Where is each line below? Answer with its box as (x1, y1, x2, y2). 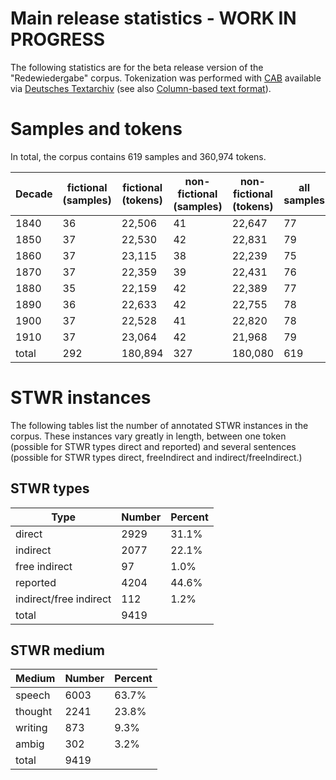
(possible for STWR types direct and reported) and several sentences (10, 440, 297, 452)
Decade (15, 187, 53, 201)
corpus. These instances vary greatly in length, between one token (10, 430, 287, 442)
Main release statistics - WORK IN (10, 7, 297, 30)
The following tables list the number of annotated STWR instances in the (10, 419, 309, 431)
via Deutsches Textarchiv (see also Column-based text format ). (10, 82, 272, 94)
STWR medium (10, 642, 106, 659)
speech (15, 688, 51, 702)
